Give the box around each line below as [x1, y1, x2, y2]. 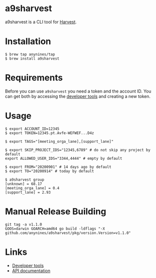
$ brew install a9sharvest [5, 56, 60, 61]
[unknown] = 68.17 [5, 181, 42, 186]
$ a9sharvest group [5, 177, 45, 182]
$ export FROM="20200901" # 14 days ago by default [5, 164, 111, 170]
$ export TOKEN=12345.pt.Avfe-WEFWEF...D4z [5, 130, 94, 136]
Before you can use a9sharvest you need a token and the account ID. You [5, 88, 152, 94]
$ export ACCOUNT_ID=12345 [5, 126, 60, 131]
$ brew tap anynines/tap [5, 52, 55, 57]
